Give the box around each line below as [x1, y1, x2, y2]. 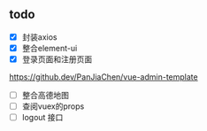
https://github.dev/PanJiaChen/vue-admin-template [9, 72, 198, 82]
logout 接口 [21, 112, 64, 123]
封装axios [21, 31, 57, 42]
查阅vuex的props [21, 101, 85, 112]
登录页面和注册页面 [21, 53, 93, 65]
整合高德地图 [21, 90, 69, 100]
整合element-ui [21, 42, 78, 53]
